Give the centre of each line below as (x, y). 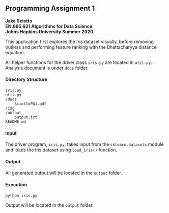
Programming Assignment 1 (50, 8)
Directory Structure (26, 79)
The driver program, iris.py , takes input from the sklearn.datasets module (84, 144)
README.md (16, 122)
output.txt (26, 117)
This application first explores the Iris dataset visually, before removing (79, 41)
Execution (16, 185)
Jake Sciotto (19, 20)
